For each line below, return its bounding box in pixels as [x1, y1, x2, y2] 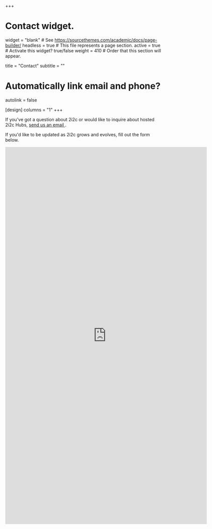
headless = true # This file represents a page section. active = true [22, 42, 161, 48]
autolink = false [5, 97, 37, 103]
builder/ [5, 42, 22, 48]
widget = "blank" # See [5, 37, 54, 43]
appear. [5, 53, 21, 59]
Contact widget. [5, 21, 75, 32]
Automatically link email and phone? [5, 80, 161, 92]
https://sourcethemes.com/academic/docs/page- [54, 37, 158, 43]
